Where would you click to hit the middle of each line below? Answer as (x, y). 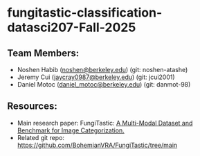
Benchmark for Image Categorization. (71, 130)
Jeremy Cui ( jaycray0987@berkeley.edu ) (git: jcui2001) (96, 77)
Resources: (32, 106)
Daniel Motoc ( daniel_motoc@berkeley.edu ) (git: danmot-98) (104, 84)
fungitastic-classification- (85, 13)
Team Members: (43, 53)
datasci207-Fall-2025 (72, 27)
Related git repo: (40, 137)
